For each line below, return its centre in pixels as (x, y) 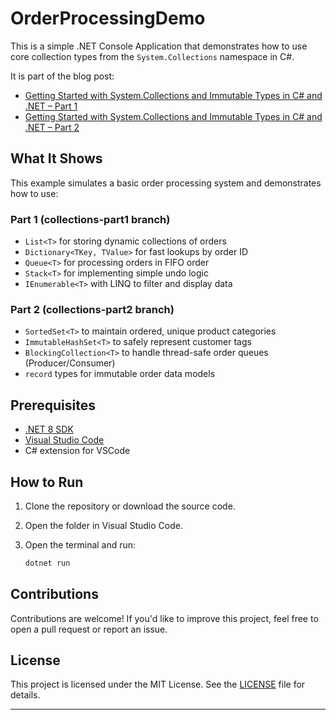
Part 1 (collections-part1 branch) (90, 219)
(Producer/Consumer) (70, 363)
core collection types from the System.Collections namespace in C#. (152, 56)
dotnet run (47, 563)
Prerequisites (53, 405)
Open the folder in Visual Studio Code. (103, 525)
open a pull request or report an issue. (89, 629)
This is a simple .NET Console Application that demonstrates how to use (159, 46)
